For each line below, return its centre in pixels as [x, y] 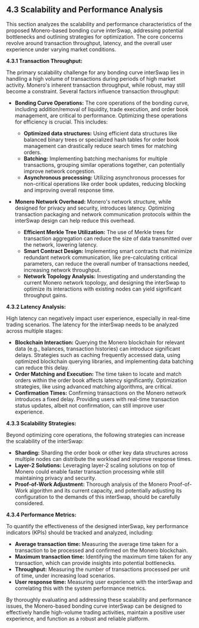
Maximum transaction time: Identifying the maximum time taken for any [103, 556]
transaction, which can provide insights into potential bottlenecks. [95, 563]
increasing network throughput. [62, 270]
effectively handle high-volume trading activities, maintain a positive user [96, 612]
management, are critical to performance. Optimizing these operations [101, 115]
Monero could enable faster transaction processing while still [89, 471]
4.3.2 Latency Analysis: [36, 307]
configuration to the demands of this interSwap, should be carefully [97, 497]
